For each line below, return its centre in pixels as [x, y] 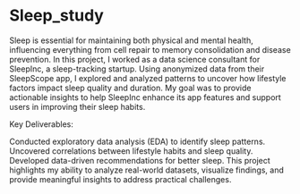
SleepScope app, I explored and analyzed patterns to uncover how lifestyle [148, 78]
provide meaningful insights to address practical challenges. [120, 179]
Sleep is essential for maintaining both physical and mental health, [131, 40]
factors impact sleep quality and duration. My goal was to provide [130, 88]
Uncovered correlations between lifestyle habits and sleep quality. [131, 151]
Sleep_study [57, 16]
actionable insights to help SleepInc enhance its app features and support [146, 97]
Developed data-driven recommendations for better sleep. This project [140, 160]
